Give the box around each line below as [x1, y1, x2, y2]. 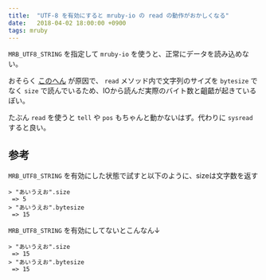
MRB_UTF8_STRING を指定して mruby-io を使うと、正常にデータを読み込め [8, 49, 243, 59]
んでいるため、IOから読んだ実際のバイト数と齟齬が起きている [54, 86, 257, 95]
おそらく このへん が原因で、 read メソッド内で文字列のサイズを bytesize [8, 76, 249, 86]
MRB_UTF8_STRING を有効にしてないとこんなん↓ [8, 226, 161, 235]
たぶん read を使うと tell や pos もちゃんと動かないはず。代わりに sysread [8, 113, 253, 122]
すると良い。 [8, 122, 50, 132]
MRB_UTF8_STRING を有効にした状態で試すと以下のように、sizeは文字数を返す [8, 171, 259, 181]
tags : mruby [8, 26, 48, 34]
